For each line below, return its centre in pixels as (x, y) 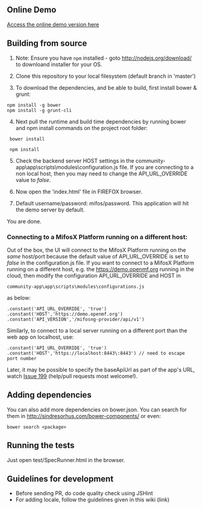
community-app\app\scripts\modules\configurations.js (76, 286)
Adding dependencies (49, 395)
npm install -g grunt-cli (39, 110)
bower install (27, 139)
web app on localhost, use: (40, 337)
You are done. (24, 221)
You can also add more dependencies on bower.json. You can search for (97, 410)
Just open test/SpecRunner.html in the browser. (66, 460)
